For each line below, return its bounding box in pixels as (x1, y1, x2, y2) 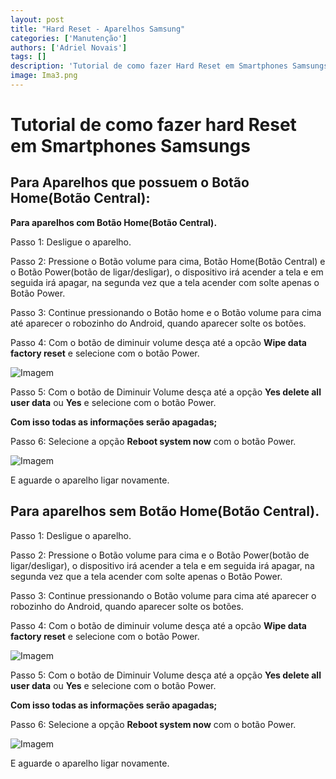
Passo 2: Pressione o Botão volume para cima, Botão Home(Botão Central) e (10, 255, 326, 267)
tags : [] (10, 52, 47, 62)
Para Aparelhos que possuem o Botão (10, 174, 250, 191)
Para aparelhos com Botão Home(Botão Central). (10, 216, 218, 228)
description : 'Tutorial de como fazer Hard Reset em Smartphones (10, 61, 288, 71)
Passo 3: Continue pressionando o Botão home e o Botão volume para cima (10, 306, 322, 318)
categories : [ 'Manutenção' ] (10, 33, 128, 43)
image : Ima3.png (10, 71, 78, 81)
